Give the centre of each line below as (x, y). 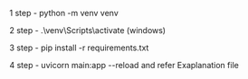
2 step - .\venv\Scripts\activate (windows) (87, 30)
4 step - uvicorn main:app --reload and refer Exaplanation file (124, 65)
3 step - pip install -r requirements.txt (79, 48)
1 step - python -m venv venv (64, 13)
